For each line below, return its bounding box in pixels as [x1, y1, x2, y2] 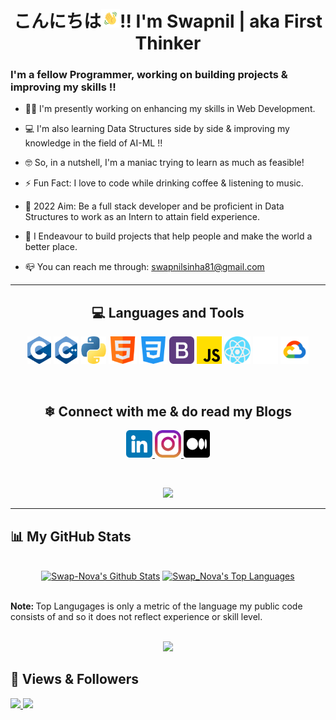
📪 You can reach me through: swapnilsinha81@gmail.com [24, 261, 265, 273]
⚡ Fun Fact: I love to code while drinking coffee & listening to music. [24, 177, 304, 189]
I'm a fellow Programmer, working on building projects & [10, 68, 288, 82]
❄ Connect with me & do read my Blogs [44, 403, 292, 420]
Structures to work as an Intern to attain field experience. [24, 211, 260, 223]
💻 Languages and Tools [91, 304, 245, 321]
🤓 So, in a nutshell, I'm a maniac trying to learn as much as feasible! [24, 157, 305, 169]
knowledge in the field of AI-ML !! [24, 137, 163, 149]
